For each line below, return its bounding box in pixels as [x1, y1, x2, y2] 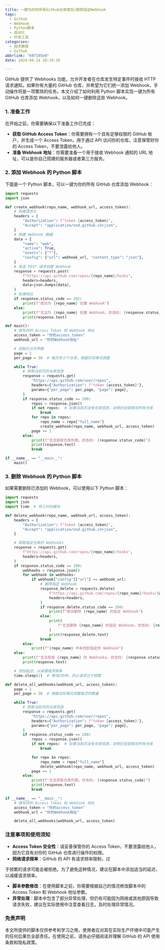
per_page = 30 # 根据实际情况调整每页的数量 [14, 691, 99, 696]
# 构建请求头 [14, 209, 37, 214]
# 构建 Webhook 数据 [14, 232, 53, 237]
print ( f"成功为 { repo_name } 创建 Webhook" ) [23, 301, 110, 306]
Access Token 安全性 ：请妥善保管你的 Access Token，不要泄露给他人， [12, 843, 159, 849]
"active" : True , [23, 246, 56, 251]
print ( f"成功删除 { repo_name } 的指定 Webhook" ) [49, 609, 143, 614]
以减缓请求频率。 [5, 872, 40, 878]
